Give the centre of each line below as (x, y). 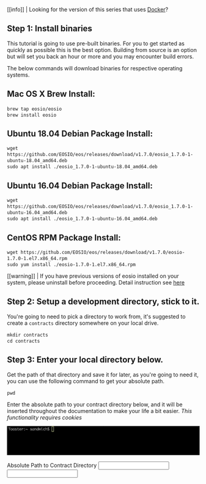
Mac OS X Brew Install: (51, 94)
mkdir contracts (28, 335)
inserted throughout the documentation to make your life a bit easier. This (99, 411)
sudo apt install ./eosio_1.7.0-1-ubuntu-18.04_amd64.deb (82, 167)
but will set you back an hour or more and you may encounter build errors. (101, 56)
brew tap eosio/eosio (35, 109)
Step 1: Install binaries (50, 28)
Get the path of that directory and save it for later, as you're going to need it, (103, 374)
